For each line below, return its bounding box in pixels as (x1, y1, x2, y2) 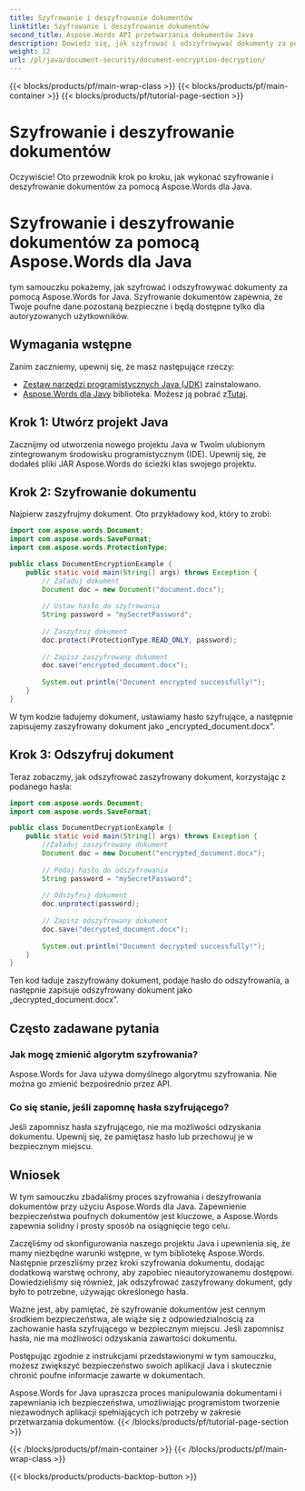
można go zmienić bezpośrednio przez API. (9, 1078, 172, 1089)
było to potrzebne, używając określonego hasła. (9, 1286, 189, 1297)
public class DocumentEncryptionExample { (9, 559, 172, 568)
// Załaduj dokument (42, 576, 120, 585)
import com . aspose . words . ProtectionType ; (9, 543, 169, 553)
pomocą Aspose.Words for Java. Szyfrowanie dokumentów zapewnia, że (9, 291, 283, 302)
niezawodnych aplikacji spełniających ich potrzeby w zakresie (9, 1406, 241, 1418)
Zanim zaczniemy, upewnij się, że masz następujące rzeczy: (9, 361, 235, 372)
